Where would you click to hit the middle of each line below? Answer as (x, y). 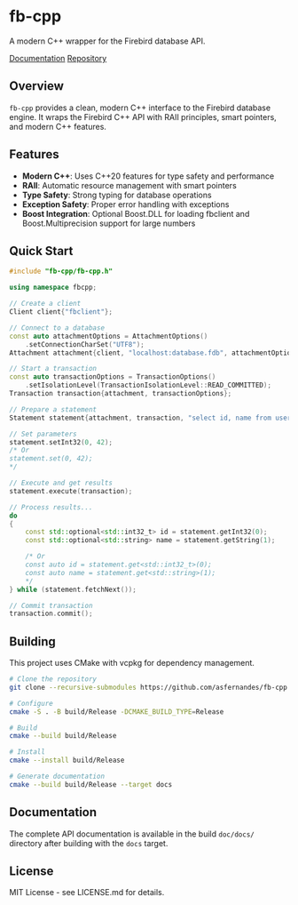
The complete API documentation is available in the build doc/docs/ (132, 834)
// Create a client (45, 304)
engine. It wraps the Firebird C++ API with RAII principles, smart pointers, (143, 116)
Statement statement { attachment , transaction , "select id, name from (141, 418)
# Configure (31, 703)
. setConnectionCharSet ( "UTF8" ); (85, 344)
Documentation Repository (58, 58)
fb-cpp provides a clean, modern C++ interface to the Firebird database (140, 108)
